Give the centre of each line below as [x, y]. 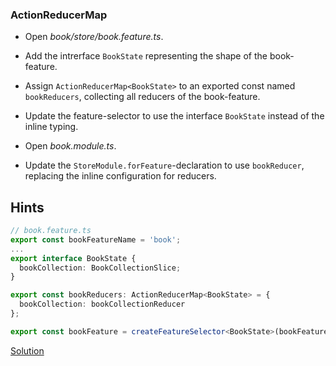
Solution [27, 350]
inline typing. [51, 127]
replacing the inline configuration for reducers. [120, 176]
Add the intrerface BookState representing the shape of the [146, 56]
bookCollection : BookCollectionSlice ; [100, 268]
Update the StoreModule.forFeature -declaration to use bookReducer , [164, 165]
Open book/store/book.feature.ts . [94, 37]
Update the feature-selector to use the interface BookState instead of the [174, 116]
